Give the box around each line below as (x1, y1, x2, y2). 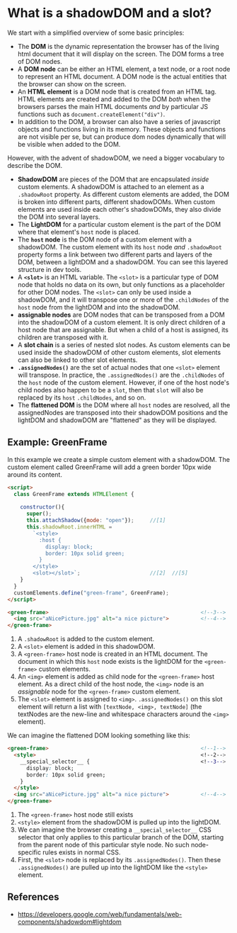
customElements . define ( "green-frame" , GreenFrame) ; (13, 589, 170, 596)
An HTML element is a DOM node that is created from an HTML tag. (17, 87, 217, 96)
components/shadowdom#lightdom (17, 917, 122, 926)
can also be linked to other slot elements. (17, 356, 138, 364)
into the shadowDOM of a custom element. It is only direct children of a (17, 317, 226, 327)
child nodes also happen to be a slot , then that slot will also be (17, 385, 204, 394)
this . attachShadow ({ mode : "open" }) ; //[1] (25, 517, 166, 524)
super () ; (25, 510, 52, 518)
